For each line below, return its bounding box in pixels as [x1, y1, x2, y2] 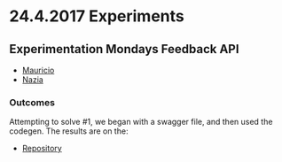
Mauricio [21, 65, 55, 75]
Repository [21, 143, 62, 154]
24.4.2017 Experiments [9, 6, 184, 27]
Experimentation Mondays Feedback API [9, 42, 239, 57]
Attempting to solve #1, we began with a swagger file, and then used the [9, 117, 273, 127]
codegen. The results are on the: [9, 126, 129, 136]
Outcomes [9, 96, 56, 108]
